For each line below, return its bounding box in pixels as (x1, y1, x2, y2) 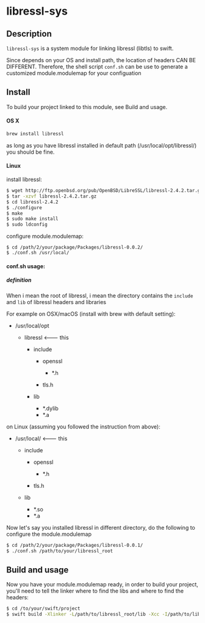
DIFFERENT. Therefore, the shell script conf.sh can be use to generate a (6, 63, 188, 70)
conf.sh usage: (6, 262, 46, 269)
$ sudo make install (6, 216, 59, 222)
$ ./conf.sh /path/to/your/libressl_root (6, 547, 113, 554)
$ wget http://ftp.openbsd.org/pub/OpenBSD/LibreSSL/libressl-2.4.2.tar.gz (6, 188, 203, 194)
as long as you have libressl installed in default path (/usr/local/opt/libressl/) (6, 141, 197, 149)
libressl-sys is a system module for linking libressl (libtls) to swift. (6, 44, 174, 52)
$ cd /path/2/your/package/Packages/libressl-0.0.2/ (6, 244, 143, 251)
